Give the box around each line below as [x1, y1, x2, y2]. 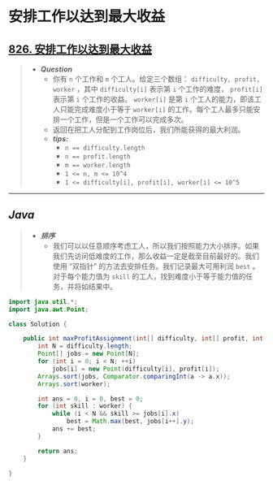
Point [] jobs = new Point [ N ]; [37, 350, 140, 358]
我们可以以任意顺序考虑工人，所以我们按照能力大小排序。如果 [52, 240, 260, 250]
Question [40, 64, 73, 74]
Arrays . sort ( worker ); [37, 379, 111, 388]
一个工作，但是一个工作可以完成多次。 [59, 115, 188, 124]
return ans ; [37, 447, 79, 455]
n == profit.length [64, 153, 132, 161]
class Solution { [8, 320, 67, 328]
